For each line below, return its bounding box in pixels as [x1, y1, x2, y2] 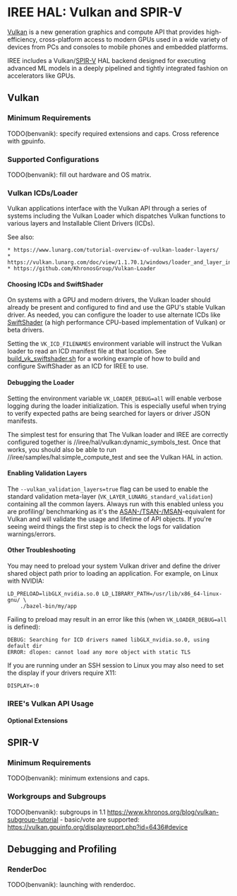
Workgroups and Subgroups [7, 791, 107, 801]
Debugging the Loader [7, 378, 75, 387]
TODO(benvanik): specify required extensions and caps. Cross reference [7, 129, 219, 138]
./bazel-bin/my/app [20, 603, 78, 610]
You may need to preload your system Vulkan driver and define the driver [7, 562, 221, 570]
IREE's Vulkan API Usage [7, 698, 94, 708]
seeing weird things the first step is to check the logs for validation [7, 522, 201, 530]
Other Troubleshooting [7, 546, 76, 554]
